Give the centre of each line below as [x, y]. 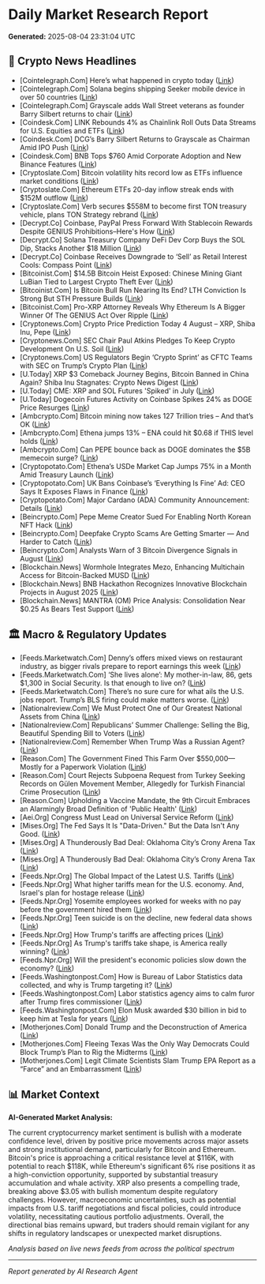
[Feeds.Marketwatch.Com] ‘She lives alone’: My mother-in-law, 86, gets [136, 674]
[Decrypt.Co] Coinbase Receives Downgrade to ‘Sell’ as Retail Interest [133, 256]
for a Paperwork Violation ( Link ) [95, 767]
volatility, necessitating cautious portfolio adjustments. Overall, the [116, 1217]
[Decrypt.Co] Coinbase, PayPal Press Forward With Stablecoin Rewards [136, 223]
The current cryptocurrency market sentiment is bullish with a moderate [125, 1133]
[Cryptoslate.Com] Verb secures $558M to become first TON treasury [133, 206]
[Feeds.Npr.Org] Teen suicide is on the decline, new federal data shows [136, 918]
